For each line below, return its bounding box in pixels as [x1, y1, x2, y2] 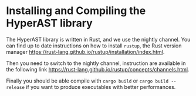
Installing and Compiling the [6, 4, 146, 18]
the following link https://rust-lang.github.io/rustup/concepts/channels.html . [6, 66, 190, 73]
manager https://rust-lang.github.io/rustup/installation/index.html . [6, 48, 165, 55]
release [6, 84, 25, 90]
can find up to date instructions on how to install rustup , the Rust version [6, 42, 182, 49]
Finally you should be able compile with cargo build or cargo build [6, 77, 169, 84]
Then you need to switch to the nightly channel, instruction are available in [6, 60, 186, 67]
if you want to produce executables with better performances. [26, 83, 176, 90]
